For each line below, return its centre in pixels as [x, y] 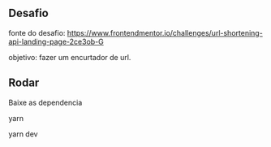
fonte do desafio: [37, 32]
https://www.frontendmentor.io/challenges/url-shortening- [165, 32]
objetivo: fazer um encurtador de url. [70, 57]
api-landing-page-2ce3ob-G [56, 41]
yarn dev [23, 134]
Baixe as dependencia [45, 102]
